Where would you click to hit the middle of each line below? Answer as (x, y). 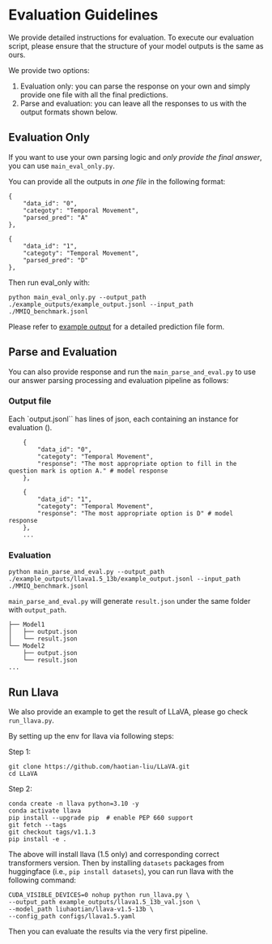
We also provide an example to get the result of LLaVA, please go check (128, 711)
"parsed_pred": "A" (56, 218)
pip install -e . (38, 839)
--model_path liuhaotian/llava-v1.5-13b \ (81, 909)
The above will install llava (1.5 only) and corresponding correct (114, 854)
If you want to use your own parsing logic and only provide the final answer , (135, 157)
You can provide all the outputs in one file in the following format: (117, 181)
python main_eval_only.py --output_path (78, 297)
